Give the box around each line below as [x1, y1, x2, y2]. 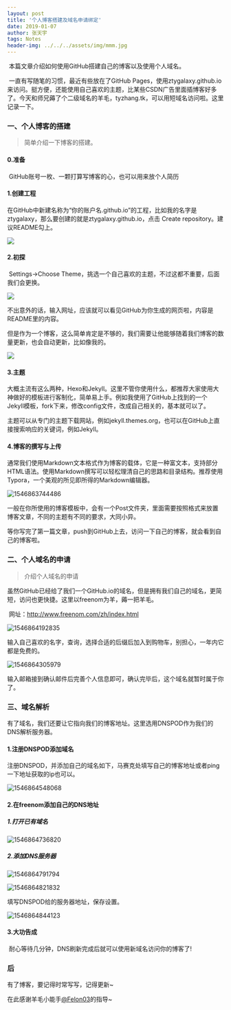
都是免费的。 [7, 646, 43, 655]
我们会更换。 [7, 278, 43, 286]
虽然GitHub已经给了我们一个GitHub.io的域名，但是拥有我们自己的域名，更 [7, 586, 217, 595]
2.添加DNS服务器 [7, 852, 56, 860]
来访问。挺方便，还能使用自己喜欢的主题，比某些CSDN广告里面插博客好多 [7, 86, 217, 93]
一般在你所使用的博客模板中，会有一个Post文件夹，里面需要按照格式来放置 [7, 504, 219, 513]
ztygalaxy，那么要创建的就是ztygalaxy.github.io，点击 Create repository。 [7, 215, 218, 223]
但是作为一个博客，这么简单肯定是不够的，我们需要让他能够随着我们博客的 [7, 329, 218, 337]
